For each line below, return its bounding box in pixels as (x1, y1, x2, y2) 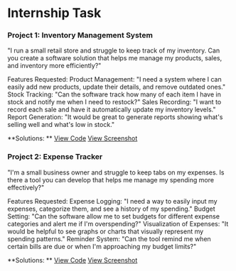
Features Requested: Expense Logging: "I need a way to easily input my (7, 197, 218, 205)
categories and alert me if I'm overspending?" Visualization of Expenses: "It (7, 219, 229, 228)
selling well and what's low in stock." (7, 121, 115, 129)
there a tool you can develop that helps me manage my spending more (7, 175, 215, 184)
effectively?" (7, 183, 45, 192)
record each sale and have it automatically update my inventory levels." (7, 105, 216, 114)
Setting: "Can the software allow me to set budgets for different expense (7, 211, 220, 221)
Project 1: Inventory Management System (7, 31, 153, 40)
